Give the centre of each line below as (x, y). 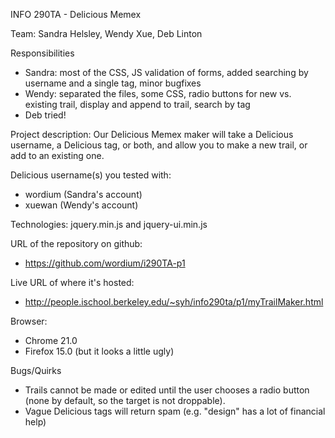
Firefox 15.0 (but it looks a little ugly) (99, 351)
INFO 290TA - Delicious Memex (76, 14)
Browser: (29, 321)
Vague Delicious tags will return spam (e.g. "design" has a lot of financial (175, 411)
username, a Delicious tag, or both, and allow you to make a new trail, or (159, 145)
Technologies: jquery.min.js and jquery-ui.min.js (109, 224)
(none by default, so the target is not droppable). (125, 400)
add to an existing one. (57, 155)
